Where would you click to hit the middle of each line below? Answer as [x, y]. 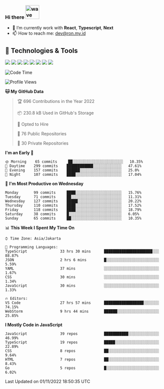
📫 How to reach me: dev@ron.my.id [49, 33]
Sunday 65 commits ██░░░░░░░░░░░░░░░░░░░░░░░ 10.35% [73, 219]
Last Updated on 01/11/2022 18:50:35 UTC [48, 382]
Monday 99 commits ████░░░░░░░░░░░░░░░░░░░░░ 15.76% [73, 193]
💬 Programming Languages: [31, 247]
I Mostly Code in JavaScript [34, 325]
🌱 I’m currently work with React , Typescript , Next [63, 28]
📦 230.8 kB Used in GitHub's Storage [55, 113]
